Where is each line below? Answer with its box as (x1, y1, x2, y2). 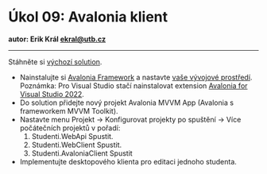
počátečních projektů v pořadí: (19, 123, 121, 133)
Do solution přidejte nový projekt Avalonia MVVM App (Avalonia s (19, 98, 234, 107)
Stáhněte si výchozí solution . (8, 56, 103, 67)
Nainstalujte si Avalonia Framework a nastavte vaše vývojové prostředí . (19, 72, 253, 82)
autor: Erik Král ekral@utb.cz (8, 34, 106, 44)
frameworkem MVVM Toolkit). (19, 106, 118, 115)
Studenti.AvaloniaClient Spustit (31, 148, 133, 158)
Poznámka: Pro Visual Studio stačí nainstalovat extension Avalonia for (19, 80, 248, 91)
